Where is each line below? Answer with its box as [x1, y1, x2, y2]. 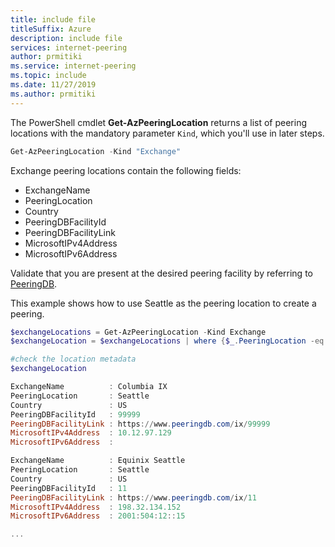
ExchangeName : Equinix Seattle [10, 456, 186, 466]
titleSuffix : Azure [10, 24, 92, 34]
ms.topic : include [10, 71, 87, 81]
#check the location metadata [10, 354, 137, 365]
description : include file [10, 33, 123, 43]
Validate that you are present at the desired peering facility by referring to [10, 267, 313, 279]
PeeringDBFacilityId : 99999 [10, 409, 141, 420]
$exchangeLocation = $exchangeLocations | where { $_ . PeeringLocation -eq [10, 336, 325, 346]
